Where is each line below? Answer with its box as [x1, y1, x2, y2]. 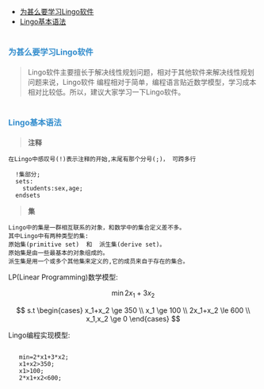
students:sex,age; [22, 184, 83, 192]
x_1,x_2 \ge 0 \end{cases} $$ [86, 314, 181, 323]
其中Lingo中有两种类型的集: [8, 232, 89, 240]
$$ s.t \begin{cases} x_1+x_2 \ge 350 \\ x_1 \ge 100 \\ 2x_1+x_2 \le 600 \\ [16, 305, 251, 315]
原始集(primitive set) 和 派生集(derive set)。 [8, 241, 166, 248]
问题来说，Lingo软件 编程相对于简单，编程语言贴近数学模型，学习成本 [27, 77, 257, 87]
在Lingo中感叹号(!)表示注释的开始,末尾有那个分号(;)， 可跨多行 [8, 155, 197, 163]
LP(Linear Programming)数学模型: [8, 272, 118, 282]
